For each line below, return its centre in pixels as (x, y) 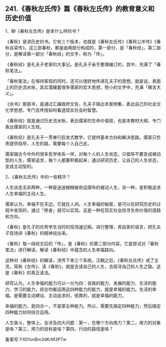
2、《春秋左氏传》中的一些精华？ (38, 176)
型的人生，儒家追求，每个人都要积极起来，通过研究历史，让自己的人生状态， (83, 160)
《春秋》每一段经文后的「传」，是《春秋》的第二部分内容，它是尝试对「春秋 (82, 243)
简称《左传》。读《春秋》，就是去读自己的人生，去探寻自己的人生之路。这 (87, 266)
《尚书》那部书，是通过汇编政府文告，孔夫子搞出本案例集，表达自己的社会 (81, 104)
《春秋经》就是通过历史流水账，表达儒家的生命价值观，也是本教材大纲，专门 (83, 121)
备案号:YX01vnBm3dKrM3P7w (36, 339)
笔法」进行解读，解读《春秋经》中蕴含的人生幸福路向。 (61, 250)
